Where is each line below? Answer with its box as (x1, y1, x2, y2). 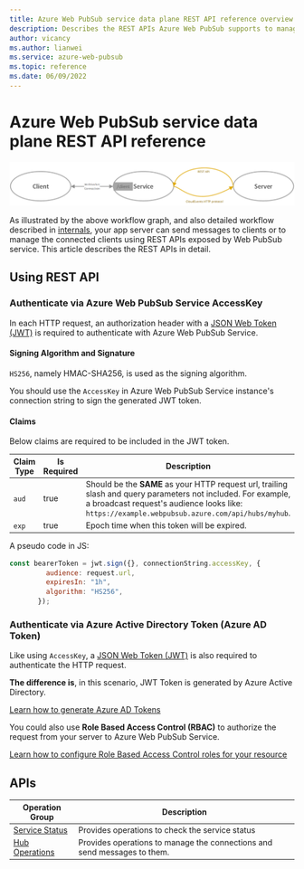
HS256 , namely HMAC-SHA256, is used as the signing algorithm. (9, 367, 247, 379)
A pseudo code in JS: (9, 540, 90, 551)
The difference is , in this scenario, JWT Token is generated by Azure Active (9, 677, 293, 688)
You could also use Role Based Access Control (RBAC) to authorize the (9, 722, 277, 732)
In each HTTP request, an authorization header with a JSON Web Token (9, 317, 278, 328)
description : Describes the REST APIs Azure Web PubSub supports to (9, 24, 273, 33)
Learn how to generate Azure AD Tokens (9, 704, 161, 715)
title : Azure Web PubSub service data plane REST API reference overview (9, 14, 294, 24)
